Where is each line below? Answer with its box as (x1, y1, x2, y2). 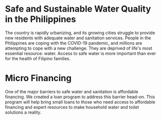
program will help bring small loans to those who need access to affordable (5, 99, 156, 105)
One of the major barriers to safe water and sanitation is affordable (5, 88, 138, 94)
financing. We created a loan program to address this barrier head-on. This (5, 94, 155, 100)
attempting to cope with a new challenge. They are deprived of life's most (5, 45, 153, 51)
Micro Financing (5, 73, 72, 84)
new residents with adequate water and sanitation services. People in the (5, 35, 151, 41)
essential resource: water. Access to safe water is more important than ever (5, 50, 156, 56)
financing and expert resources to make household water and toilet (5, 104, 139, 110)
